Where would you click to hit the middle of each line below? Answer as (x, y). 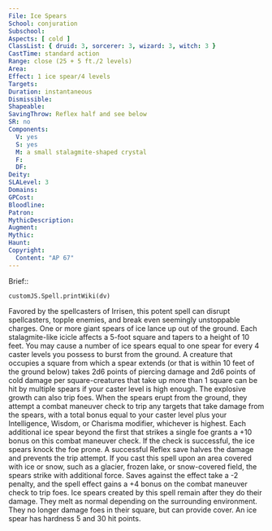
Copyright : (27, 250)
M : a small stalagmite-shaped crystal (82, 152)
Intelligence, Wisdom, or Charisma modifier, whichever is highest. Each (127, 423)
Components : (28, 129)
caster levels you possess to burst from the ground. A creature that (121, 354)
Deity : (19, 175)
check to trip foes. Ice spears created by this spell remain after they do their (135, 492)
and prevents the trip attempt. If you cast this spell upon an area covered (130, 458)
